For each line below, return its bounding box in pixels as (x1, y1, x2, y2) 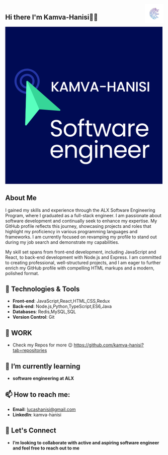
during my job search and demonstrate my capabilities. (5, 239, 120, 245)
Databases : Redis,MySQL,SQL (12, 309, 76, 315)
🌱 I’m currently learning (5, 362, 80, 371)
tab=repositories (12, 347, 47, 353)
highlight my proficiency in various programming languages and (5, 228, 138, 234)
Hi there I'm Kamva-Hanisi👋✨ (5, 13, 98, 22)
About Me (5, 194, 37, 202)
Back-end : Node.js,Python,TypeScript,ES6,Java (12, 303, 112, 310)
